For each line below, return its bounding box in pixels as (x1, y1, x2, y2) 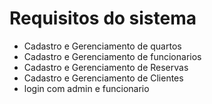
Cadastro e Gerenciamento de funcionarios (23, 50, 202, 62)
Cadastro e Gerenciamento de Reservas (23, 61, 189, 73)
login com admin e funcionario (23, 82, 150, 94)
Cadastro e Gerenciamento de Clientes (23, 72, 184, 84)
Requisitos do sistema (9, 7, 197, 30)
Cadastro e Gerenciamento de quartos (23, 40, 182, 52)
